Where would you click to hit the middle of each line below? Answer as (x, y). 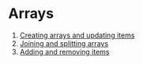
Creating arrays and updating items (77, 35)
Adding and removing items (64, 52)
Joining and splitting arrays (64, 43)
